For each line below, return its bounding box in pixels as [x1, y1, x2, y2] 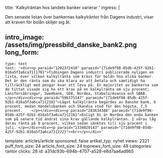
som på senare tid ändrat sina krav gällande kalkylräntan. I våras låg [5, 117, 156, 122]
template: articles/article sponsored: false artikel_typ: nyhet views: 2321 [5, 138, 149, 143]
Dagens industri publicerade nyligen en [70, 70, 154, 75]
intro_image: [5, 33, 44, 41]
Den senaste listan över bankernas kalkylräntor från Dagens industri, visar [5, 14, 154, 19]
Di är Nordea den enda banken [97, 112, 159, 117]
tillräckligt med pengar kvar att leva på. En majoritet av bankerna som [5, 83, 159, 88]
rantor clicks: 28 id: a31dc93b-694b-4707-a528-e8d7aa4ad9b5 [5, 148, 134, 154]
